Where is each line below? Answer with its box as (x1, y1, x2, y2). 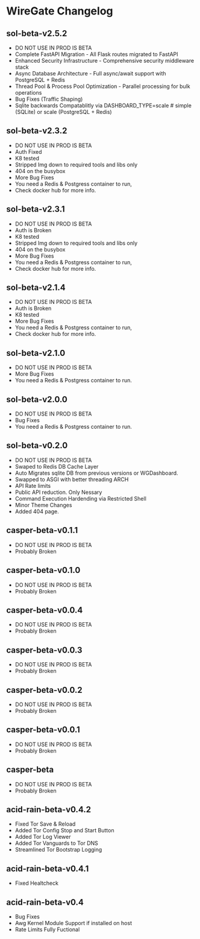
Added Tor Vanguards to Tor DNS (14, 839, 98, 847)
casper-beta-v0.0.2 (6, 684, 83, 695)
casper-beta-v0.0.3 (6, 645, 83, 655)
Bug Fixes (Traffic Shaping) (14, 95, 83, 103)
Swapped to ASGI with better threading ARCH (14, 475, 129, 483)
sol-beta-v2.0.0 (6, 394, 68, 405)
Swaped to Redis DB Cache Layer (14, 463, 99, 470)
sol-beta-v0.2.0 (6, 440, 68, 451)
